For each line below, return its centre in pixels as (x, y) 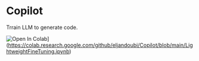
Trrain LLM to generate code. (42, 27)
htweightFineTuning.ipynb (38, 51)
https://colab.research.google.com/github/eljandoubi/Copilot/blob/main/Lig (100, 45)
